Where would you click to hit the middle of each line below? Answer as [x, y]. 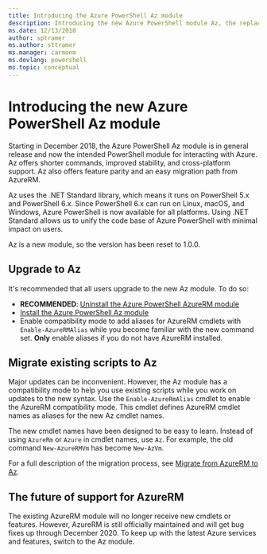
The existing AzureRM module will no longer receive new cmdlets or [120, 516]
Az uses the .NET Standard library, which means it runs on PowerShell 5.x [129, 195]
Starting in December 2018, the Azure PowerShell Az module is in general [128, 146]
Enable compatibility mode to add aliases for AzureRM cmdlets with [130, 321]
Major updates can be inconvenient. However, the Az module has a [118, 382]
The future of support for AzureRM [96, 497]
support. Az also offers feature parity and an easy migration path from [123, 171]
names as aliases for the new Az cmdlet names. [86, 416]
